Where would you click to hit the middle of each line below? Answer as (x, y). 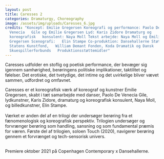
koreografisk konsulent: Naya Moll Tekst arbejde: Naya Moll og (78, 37)
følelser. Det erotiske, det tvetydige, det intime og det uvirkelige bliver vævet (82, 75)
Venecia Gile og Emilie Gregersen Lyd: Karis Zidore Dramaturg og (81, 32)
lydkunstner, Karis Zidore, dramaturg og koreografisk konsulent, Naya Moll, (81, 100)
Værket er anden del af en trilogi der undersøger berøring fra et (69, 115)
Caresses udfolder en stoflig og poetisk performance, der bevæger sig (76, 65)
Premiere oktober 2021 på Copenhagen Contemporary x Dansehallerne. (77, 151)
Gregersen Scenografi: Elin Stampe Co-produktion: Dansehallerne (80, 42)
